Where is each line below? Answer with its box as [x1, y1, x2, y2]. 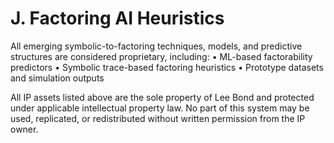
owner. [10, 123, 39, 135]
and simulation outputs [10, 72, 105, 84]
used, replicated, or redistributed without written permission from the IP [10, 112, 306, 124]
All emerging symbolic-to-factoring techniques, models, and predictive [10, 40, 303, 52]
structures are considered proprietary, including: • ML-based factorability [10, 50, 313, 62]
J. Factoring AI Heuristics [10, 7, 225, 30]
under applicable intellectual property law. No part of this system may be [10, 102, 310, 114]
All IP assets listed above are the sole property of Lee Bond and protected [10, 91, 315, 103]
